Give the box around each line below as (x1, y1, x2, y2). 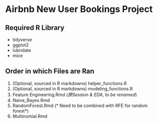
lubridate (12, 47, 31, 53)
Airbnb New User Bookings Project (5, 3, 153, 15)
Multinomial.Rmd (12, 113, 48, 119)
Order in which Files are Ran (5, 67, 94, 75)
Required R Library (5, 23, 65, 32)
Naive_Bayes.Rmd (12, 97, 50, 103)
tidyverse (12, 36, 32, 42)
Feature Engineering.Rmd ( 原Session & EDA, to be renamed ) (12, 91, 137, 97)
